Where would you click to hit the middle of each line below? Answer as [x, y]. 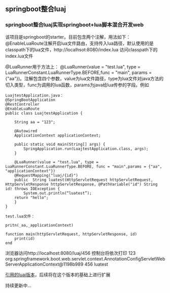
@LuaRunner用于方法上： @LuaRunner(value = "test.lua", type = [73, 67]
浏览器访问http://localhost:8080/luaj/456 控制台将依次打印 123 [71, 253]
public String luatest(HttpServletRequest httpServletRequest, [84, 180]
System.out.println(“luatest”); [58, 193]
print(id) [25, 238]
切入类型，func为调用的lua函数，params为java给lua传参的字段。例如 [77, 85]
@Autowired [26, 131]
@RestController [22, 104]
